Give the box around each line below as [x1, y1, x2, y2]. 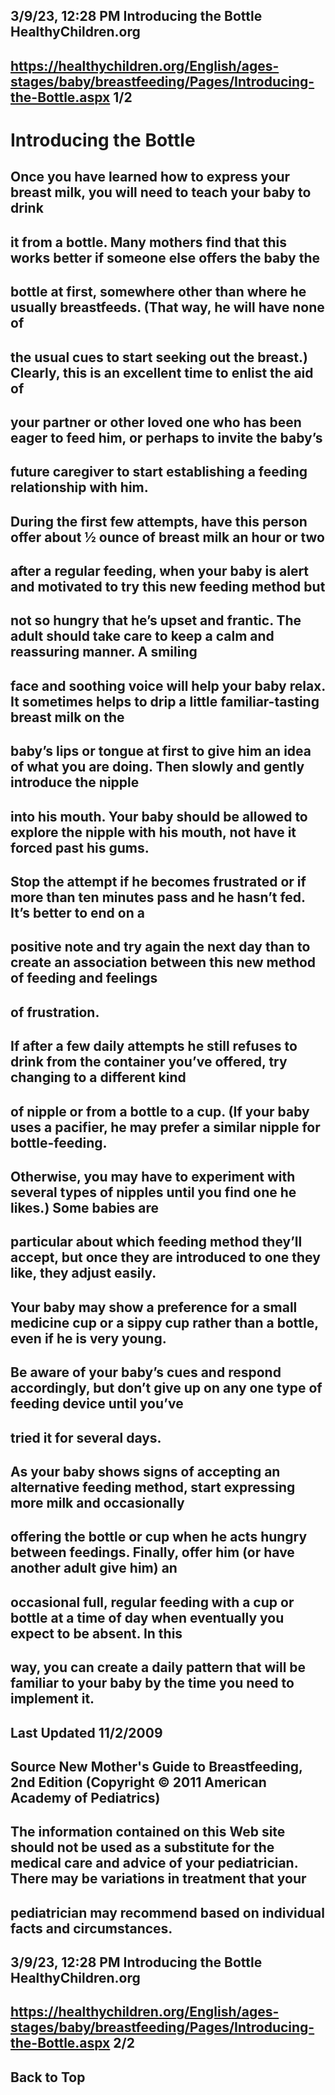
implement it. [10, 1690, 95, 1708]
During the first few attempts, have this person [10, 513, 308, 530]
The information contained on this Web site [10, 1824, 286, 1841]
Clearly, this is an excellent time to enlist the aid [10, 364, 314, 381]
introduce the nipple [10, 774, 140, 791]
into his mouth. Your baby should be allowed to [10, 808, 308, 825]
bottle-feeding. [10, 1134, 108, 1151]
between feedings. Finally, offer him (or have [10, 1544, 295, 1561]
